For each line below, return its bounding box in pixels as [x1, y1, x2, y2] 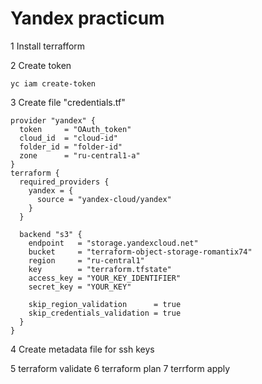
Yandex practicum [10, 7, 165, 30]
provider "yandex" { [10, 115, 97, 126]
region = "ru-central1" [28, 255, 145, 266]
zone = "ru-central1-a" [19, 150, 141, 161]
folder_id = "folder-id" [19, 142, 123, 152]
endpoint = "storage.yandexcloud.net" [28, 238, 199, 248]
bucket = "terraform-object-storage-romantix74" [28, 247, 253, 257]
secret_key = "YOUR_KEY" [28, 282, 132, 292]
